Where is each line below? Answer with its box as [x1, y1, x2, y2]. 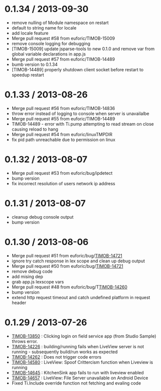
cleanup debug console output [11, 214, 74, 220]
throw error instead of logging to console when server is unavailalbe [11, 111, 150, 116]
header [11, 300, 26, 306]
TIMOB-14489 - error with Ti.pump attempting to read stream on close [11, 121, 154, 127]
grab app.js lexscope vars [11, 279, 64, 284]
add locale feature [11, 30, 49, 36]
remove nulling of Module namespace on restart [11, 20, 109, 26]
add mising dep [11, 274, 44, 279]
